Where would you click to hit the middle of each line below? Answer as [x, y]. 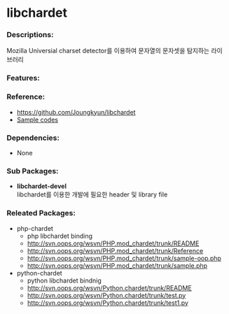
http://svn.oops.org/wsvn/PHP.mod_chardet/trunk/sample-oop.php [124, 258]
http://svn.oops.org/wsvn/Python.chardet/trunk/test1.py [107, 303]
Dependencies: [33, 138]
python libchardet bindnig [64, 280]
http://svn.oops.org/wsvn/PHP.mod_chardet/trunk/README [113, 243]
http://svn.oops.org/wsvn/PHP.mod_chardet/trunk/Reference [115, 250]
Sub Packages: [33, 171]
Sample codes [37, 120]
